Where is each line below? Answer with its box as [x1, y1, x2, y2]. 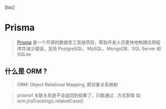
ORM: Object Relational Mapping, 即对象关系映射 [17, 81, 118, 87]
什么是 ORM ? [5, 67, 47, 76]
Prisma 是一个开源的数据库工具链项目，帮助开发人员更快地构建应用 [17, 39, 156, 45]
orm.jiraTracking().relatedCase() [17, 98, 84, 104]
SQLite [17, 51, 31, 57]
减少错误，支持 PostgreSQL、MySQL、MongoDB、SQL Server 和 [26, 45, 161, 51]
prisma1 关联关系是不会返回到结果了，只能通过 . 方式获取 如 [17, 92, 141, 98]
